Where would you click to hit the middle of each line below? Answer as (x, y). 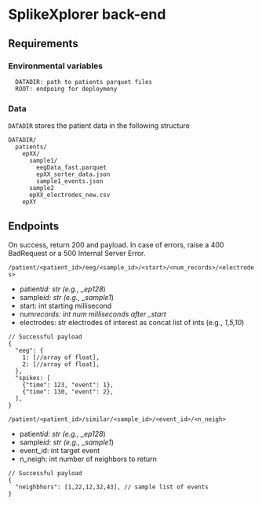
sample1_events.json (70, 181)
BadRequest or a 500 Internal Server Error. (77, 253)
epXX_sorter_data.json (73, 174)
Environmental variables (56, 66)
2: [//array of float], (61, 364)
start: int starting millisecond (65, 306)
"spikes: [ (33, 378)
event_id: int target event (60, 450)
